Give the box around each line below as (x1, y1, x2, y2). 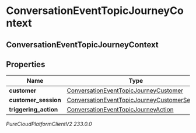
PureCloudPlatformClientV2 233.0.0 (6, 121, 92, 128)
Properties (6, 60, 45, 69)
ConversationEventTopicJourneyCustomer (66, 86, 184, 94)
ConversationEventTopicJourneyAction (66, 106, 174, 114)
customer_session (9, 96, 61, 104)
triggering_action (9, 106, 58, 114)
